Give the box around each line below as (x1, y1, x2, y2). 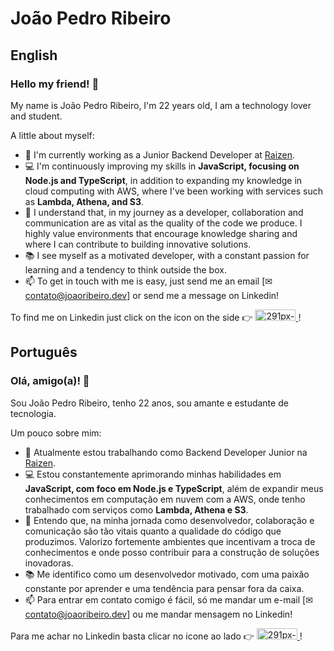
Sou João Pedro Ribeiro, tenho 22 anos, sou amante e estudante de (10, 397, 289, 409)
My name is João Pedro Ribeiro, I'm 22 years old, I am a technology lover (10, 99, 312, 111)
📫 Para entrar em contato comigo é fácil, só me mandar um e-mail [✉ (24, 593, 313, 606)
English (10, 47, 58, 64)
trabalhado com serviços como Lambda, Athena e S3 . (24, 503, 249, 516)
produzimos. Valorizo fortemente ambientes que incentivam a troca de (24, 535, 316, 547)
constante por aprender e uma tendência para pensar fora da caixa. (24, 582, 305, 594)
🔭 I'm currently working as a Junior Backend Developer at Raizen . (24, 148, 296, 161)
